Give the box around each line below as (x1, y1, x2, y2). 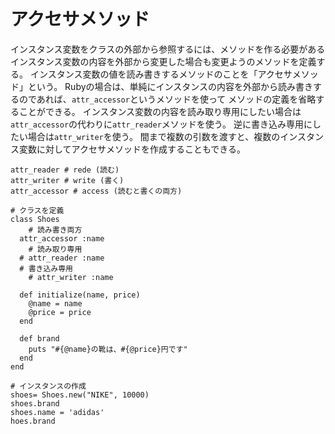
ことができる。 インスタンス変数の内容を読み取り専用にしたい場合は (18, 105, 302, 117)
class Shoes (10, 214, 60, 224)
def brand (19, 333, 60, 344)
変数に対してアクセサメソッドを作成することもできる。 (18, 143, 247, 155)
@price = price (28, 307, 92, 317)
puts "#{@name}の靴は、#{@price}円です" (28, 344, 188, 354)
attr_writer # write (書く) (10, 175, 125, 185)
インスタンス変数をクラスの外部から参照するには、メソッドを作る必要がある (10, 43, 326, 55)
